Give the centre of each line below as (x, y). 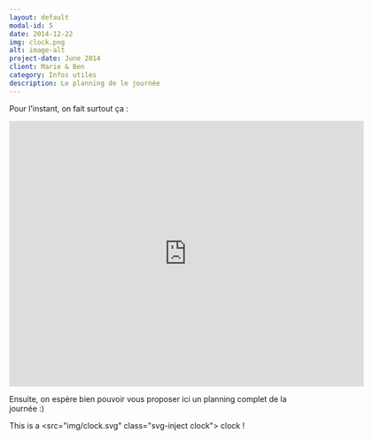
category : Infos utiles (53, 75)
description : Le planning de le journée (85, 83)
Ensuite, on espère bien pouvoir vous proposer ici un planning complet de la (148, 398)
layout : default (39, 17)
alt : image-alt (37, 50)
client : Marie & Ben (47, 67)
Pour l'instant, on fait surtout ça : (69, 108)
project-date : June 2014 (55, 58)
